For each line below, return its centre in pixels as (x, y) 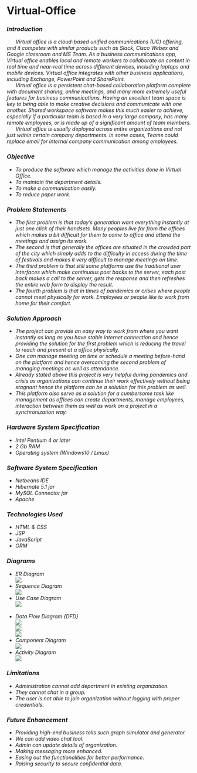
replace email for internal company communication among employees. (92, 141)
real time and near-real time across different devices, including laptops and (98, 67)
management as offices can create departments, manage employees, (100, 400)
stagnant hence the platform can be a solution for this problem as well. (101, 387)
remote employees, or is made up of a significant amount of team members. (99, 123)
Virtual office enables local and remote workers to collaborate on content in (98, 60)
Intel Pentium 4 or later (43, 440)
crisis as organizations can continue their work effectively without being (102, 381)
